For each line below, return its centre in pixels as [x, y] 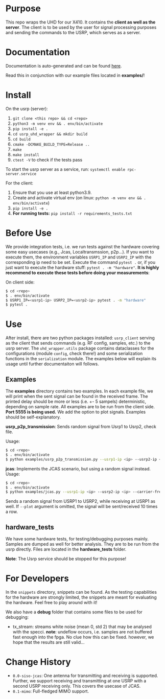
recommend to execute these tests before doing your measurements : [78, 273]
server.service [21, 174]
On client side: [20, 282]
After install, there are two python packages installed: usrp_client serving [80, 338]
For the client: [20, 183]
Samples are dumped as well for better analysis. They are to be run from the [82, 544]
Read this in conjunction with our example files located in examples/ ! [75, 75]
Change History [38, 662]
